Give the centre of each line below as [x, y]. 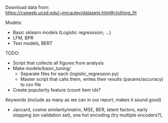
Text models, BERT [32, 43]
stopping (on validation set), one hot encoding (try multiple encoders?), [88, 115]
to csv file [31, 84]
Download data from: [28, 7]
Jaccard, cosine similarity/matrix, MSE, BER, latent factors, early [80, 110]
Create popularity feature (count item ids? [57, 90]
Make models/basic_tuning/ [42, 68]
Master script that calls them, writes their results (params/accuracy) [92, 79]
